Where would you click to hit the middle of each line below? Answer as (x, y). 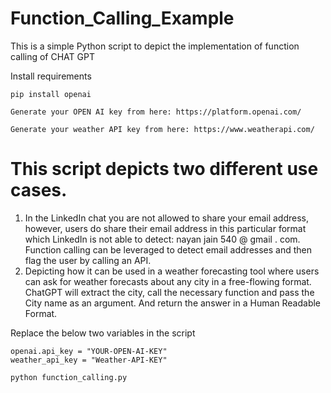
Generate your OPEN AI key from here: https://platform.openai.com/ (156, 112)
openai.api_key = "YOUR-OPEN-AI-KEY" (89, 351)
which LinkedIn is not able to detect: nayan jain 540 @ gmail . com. (162, 239)
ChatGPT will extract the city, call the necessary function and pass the (169, 292)
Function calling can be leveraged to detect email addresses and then (168, 249)
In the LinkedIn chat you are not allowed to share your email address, (167, 218)
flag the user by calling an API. (88, 260)
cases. (39, 190)
